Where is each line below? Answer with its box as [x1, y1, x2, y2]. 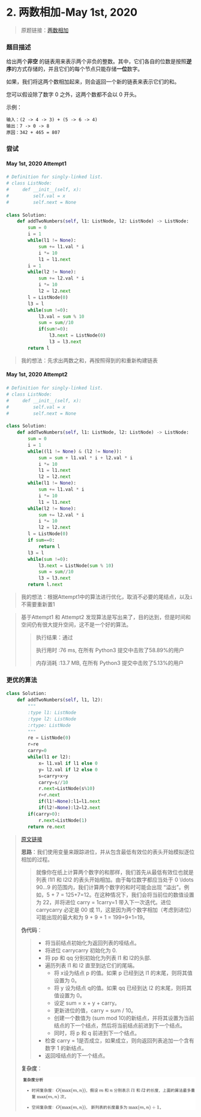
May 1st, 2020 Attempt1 [6, 160, 67, 167]
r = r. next [38, 792, 61, 798]
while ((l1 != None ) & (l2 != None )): [28, 448, 122, 454]
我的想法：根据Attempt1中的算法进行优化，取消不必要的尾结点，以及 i [20, 593, 193, 601]
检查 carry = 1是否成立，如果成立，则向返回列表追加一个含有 [44, 1036, 195, 1044]
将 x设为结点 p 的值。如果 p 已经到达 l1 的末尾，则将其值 [53, 969, 193, 976]
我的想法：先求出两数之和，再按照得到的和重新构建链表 [20, 357, 158, 364]
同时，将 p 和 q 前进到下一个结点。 [53, 1029, 140, 1036]
